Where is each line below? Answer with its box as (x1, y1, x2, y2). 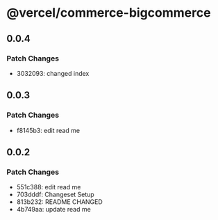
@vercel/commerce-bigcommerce (6, 5, 211, 21)
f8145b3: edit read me (16, 126, 81, 134)
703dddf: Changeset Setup (16, 190, 94, 199)
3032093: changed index (16, 69, 90, 77)
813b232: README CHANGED (16, 198, 103, 206)
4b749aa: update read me (16, 205, 91, 214)
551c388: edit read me (16, 183, 81, 191)
